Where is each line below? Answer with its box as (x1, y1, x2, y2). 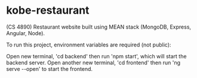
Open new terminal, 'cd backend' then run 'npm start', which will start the (6, 52, 187, 60)
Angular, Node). (6, 29, 45, 36)
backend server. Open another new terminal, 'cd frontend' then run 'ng (6, 59, 181, 66)
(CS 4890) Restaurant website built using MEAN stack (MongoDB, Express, (6, 23, 192, 30)
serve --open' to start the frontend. (6, 65, 93, 72)
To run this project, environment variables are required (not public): (6, 41, 171, 48)
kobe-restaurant (6, 4, 90, 17)
